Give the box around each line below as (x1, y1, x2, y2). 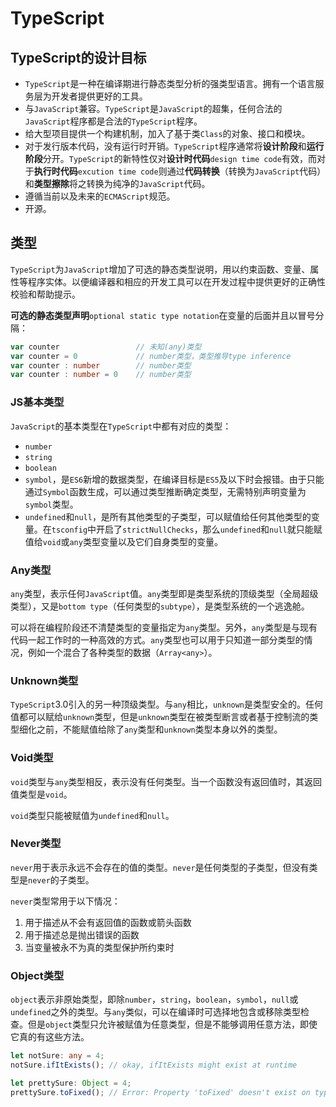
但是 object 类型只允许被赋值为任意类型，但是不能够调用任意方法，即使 (27, 1018, 318, 1031)
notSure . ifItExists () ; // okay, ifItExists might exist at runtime (10, 1060, 298, 1070)
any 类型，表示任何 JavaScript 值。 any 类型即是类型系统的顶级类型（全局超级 (10, 587, 319, 599)
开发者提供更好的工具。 (51, 90, 148, 102)
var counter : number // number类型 (10, 360, 192, 371)
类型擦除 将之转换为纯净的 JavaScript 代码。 (33, 178, 211, 189)
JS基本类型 (10, 395, 65, 409)
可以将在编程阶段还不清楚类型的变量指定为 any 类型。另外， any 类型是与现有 (10, 621, 318, 633)
